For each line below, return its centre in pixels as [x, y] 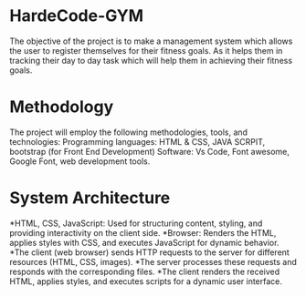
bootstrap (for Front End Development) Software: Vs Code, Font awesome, [149, 151]
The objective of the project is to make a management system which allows [151, 41]
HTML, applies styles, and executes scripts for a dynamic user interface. [146, 281]
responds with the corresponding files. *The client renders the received [145, 271]
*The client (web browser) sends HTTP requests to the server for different [149, 252]
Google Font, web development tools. [80, 161]
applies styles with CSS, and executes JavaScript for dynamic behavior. [144, 242]
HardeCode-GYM [77, 16]
